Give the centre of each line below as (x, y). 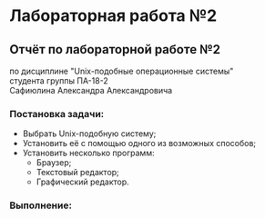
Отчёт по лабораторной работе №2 (115, 50)
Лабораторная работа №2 (113, 16)
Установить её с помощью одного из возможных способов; (139, 144)
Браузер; (54, 163)
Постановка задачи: (57, 114)
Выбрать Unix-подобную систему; (89, 134)
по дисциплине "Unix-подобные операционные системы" (122, 71)
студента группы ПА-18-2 (59, 81)
